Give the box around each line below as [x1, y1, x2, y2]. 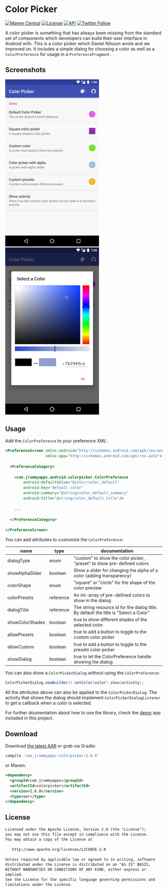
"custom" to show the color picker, [73, 555, 145, 561]
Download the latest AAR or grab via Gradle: [5, 743, 96, 749]
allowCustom [7, 644, 34, 650]
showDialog [7, 656, 31, 662]
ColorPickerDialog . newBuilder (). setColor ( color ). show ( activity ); [5, 680, 144, 685]
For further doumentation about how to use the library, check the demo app [5, 710, 161, 716]
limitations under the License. [5, 882, 72, 887]
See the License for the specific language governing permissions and [5, 877, 155, 882]
